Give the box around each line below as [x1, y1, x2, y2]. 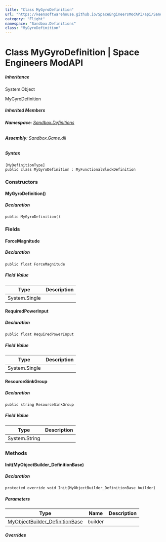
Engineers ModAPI [5, 57, 83, 69]
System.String [7, 435, 41, 442]
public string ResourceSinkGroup [5, 402, 74, 407]
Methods [5, 450, 27, 457]
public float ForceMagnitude [5, 262, 65, 267]
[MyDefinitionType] [5, 162, 45, 168]
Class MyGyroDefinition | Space [5, 47, 140, 58]
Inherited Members [5, 107, 45, 113]
